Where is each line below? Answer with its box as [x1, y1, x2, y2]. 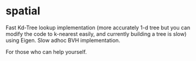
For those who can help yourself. [5, 48, 87, 55]
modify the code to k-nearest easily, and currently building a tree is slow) [5, 30, 187, 37]
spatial [5, 4, 40, 18]
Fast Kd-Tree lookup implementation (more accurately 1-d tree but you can [5, 24, 191, 31]
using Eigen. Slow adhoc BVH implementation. [5, 36, 121, 44]
